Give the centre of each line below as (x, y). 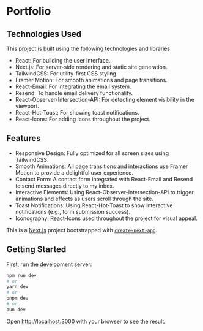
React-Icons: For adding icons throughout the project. (83, 119)
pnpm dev (17, 299)
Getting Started (36, 249)
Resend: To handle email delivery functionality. (74, 93)
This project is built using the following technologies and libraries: (89, 48)
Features (24, 138)
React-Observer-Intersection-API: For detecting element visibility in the (105, 100)
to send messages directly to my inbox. (65, 186)
